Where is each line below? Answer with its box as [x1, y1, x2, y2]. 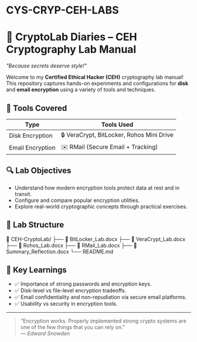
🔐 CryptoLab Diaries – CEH [6, 31, 138, 44]
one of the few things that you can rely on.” [20, 324, 125, 331]
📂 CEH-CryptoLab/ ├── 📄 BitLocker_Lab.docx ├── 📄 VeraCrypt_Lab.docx [6, 235, 186, 242]
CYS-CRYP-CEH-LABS [6, 4, 119, 17]
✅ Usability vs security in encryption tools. [14, 300, 118, 307]
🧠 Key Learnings [6, 265, 67, 275]
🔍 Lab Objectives [6, 165, 72, 176]
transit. [14, 190, 32, 197]
